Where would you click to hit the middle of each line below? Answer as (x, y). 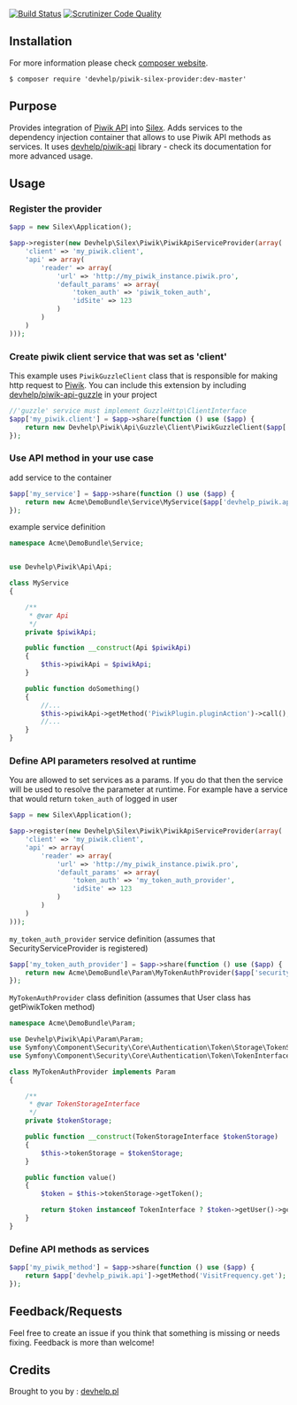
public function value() (71, 1177)
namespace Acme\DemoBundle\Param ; (73, 1023)
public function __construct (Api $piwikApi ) (108, 648)
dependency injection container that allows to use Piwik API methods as (140, 136)
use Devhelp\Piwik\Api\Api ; (61, 567)
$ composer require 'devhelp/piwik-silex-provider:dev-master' (128, 79)
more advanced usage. (51, 156)
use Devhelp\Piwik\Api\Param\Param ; (76, 1040)
